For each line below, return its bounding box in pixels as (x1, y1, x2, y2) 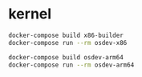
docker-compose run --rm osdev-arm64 (8, 61, 135, 69)
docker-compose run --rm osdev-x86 (8, 38, 128, 47)
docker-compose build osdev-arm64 (8, 53, 124, 61)
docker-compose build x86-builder (8, 31, 124, 39)
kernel (8, 5, 52, 23)
